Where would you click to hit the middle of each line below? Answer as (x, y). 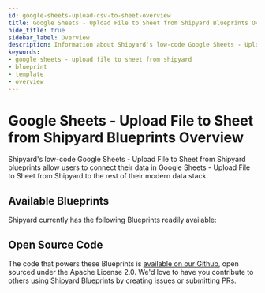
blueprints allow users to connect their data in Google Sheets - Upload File (129, 167)
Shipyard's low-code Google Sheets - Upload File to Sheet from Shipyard (127, 160)
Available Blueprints (58, 201)
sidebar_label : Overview (49, 38)
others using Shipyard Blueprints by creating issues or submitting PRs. (122, 280)
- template (26, 74)
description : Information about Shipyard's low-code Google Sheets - (125, 45)
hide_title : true (37, 30)
